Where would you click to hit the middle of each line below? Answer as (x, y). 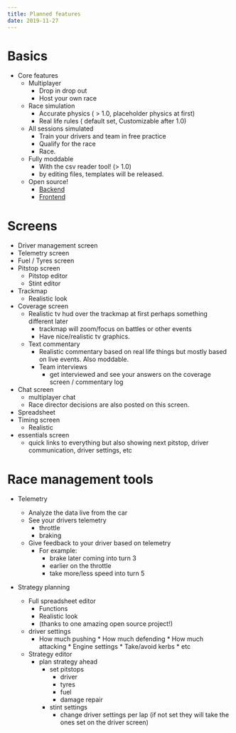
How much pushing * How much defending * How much (121, 639)
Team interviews (63, 367)
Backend (52, 189)
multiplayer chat (52, 398)
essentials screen (43, 435)
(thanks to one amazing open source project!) (106, 624)
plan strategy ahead (68, 662)
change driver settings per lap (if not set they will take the (145, 715)
